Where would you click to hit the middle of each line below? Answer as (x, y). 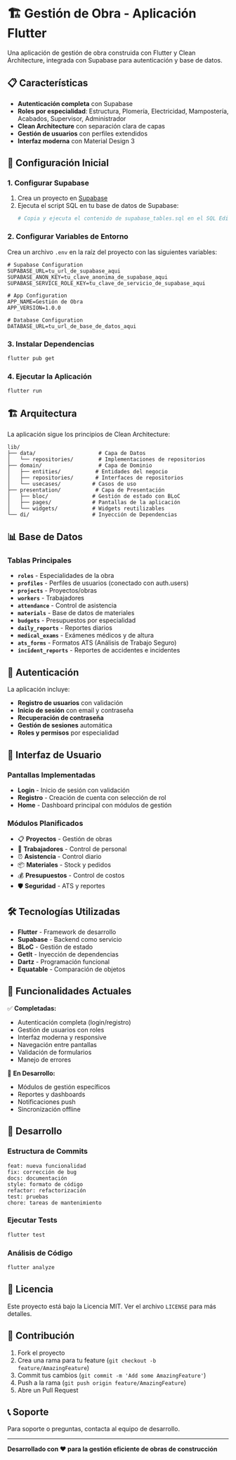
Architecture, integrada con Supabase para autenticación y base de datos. (115, 60)
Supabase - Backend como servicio (70, 940)
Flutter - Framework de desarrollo (67, 932)
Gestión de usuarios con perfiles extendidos (83, 133)
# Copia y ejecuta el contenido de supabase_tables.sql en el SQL (117, 218)
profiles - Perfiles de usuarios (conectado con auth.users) (103, 583)
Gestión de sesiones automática (65, 725)
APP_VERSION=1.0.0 (34, 308)
